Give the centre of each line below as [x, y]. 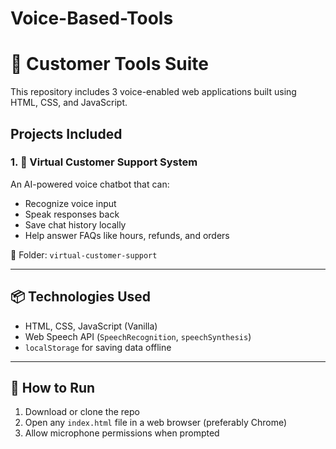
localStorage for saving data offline [98, 347]
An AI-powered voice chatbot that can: [90, 184]
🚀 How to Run [53, 388]
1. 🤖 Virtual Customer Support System [104, 162]
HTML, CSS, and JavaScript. [69, 103]
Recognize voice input [70, 203]
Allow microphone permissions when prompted [122, 433]
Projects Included [66, 133]
